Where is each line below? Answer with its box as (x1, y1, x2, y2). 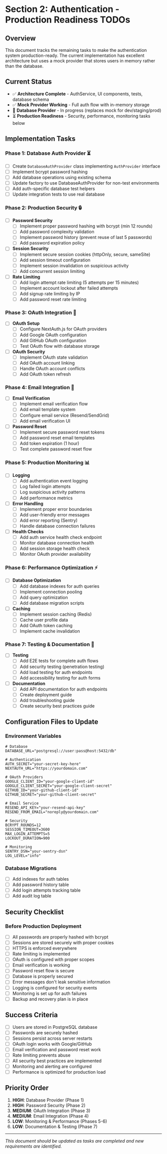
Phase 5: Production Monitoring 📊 (5, 459, 90, 466)
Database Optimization (12, 577, 61, 583)
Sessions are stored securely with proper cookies (12, 939, 114, 946)
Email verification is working (12, 962, 71, 968)
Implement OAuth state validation (19, 354, 88, 360)
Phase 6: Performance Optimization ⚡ (5, 564, 98, 571)
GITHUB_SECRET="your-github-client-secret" (5, 792, 97, 797)
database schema (12, 96, 49, 102)
